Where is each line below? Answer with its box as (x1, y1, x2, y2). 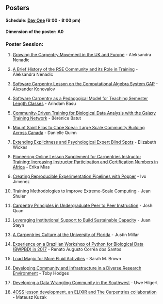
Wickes (12, 144, 28, 150)
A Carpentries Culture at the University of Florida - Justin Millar (12, 232, 139, 237)
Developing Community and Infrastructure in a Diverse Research (12, 265, 142, 271)
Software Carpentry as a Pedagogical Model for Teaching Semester (12, 95, 148, 101)
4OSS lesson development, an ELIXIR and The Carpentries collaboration (12, 289, 157, 295)
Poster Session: (5, 41, 44, 48)
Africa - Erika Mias (12, 164, 50, 169)
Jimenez (12, 178, 30, 184)
